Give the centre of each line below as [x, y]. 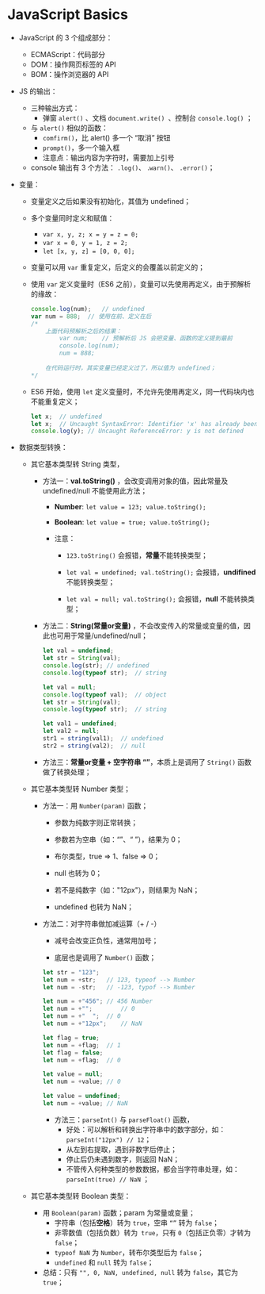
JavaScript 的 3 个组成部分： [66, 37]
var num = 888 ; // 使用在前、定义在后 [91, 316]
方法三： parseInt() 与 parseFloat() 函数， [124, 1119]
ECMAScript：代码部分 [68, 54]
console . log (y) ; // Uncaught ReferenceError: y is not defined [137, 431]
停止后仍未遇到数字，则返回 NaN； [123, 1159]
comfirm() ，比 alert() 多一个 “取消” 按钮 [106, 137]
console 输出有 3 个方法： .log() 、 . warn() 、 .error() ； [123, 167]
